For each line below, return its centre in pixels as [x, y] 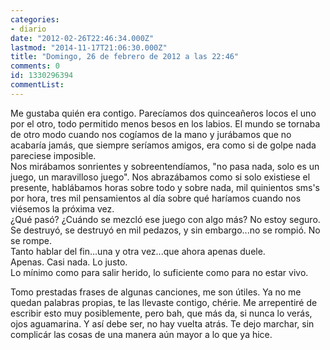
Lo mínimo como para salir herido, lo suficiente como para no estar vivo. [159, 272]
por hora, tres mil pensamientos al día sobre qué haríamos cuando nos [156, 198]
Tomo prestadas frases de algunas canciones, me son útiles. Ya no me [156, 292]
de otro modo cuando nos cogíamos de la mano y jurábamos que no [151, 134]
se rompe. [31, 240]
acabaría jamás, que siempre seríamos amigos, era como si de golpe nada [163, 145]
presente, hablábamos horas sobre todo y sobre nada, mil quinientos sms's [165, 187]
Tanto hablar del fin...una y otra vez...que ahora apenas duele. [138, 251]
